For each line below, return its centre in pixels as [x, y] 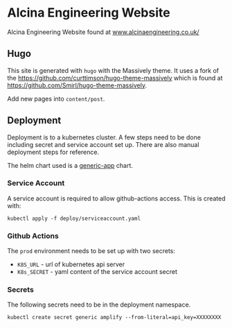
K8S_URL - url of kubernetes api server [71, 264]
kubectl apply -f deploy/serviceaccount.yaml [74, 218]
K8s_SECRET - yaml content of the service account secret [97, 272]
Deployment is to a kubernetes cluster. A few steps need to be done [104, 137]
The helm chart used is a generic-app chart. [70, 165]
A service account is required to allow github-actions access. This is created [116, 198]
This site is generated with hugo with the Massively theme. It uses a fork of [113, 70]
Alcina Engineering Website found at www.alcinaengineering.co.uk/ [103, 32]
